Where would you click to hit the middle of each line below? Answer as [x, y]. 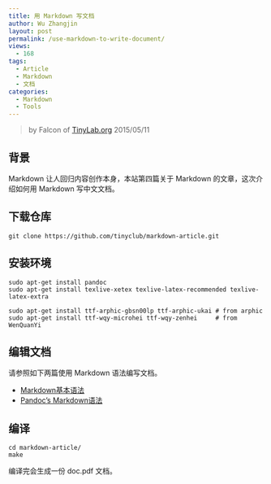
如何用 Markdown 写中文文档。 [67, 189]
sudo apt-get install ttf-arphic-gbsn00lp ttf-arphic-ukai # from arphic [136, 311]
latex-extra [28, 297]
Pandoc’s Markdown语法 [61, 400]
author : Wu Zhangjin [43, 24]
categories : [28, 92]
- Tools [29, 107]
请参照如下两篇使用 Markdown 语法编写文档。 [85, 373]
